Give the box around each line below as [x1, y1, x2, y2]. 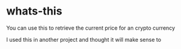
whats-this [6, 4, 62, 18]
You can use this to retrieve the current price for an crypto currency [6, 24, 176, 31]
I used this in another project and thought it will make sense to [6, 36, 162, 43]
